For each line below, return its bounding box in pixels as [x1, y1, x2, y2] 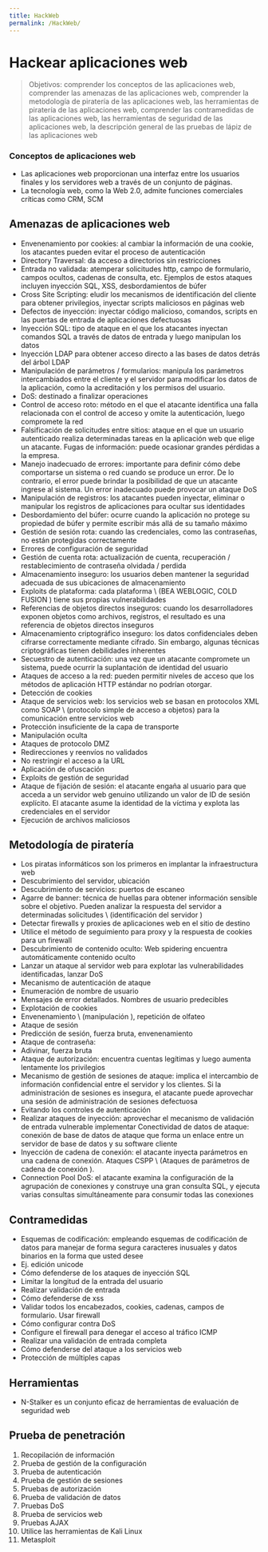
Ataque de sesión [20, 1021, 79, 1030]
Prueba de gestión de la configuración [20, 1458, 147, 1468]
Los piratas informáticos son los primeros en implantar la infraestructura [20, 859, 258, 869]
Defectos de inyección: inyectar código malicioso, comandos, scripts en [20, 306, 258, 316]
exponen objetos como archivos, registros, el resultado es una [20, 611, 226, 621]
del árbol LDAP [20, 357, 70, 367]
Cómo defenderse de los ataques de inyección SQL [20, 1268, 191, 1278]
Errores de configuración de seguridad [20, 543, 148, 553]
